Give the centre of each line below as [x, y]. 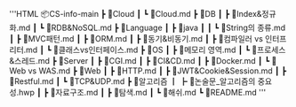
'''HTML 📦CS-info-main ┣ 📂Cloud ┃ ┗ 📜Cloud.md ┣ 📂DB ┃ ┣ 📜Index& [136, 14]
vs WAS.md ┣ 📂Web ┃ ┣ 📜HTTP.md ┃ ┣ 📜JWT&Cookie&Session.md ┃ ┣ [157, 71]
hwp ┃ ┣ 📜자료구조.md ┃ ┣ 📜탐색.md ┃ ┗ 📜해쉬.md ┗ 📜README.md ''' [142, 92]
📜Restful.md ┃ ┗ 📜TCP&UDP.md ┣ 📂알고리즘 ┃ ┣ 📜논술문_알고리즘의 [132, 81]
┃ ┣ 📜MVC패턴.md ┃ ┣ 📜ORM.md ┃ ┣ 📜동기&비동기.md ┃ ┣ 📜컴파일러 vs [136, 38]
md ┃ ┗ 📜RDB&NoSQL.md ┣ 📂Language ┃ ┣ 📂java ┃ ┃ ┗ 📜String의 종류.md [152, 27]
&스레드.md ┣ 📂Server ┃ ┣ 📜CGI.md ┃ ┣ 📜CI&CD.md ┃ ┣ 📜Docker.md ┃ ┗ [140, 61]
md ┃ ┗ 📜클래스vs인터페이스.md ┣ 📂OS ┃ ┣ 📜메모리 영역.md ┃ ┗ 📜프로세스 [156, 50]
